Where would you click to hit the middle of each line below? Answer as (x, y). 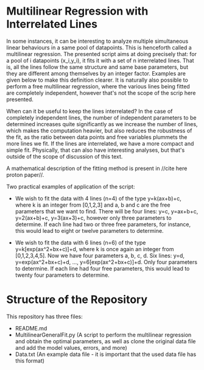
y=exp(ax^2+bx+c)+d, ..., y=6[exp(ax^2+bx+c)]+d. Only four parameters (106, 262)
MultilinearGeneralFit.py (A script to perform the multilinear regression (103, 335)
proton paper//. (25, 174)
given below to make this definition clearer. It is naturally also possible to (97, 80)
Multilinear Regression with (77, 11)
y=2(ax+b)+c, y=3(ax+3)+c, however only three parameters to (93, 218)
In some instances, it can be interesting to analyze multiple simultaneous (97, 41)
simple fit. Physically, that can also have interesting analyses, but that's (96, 150)
